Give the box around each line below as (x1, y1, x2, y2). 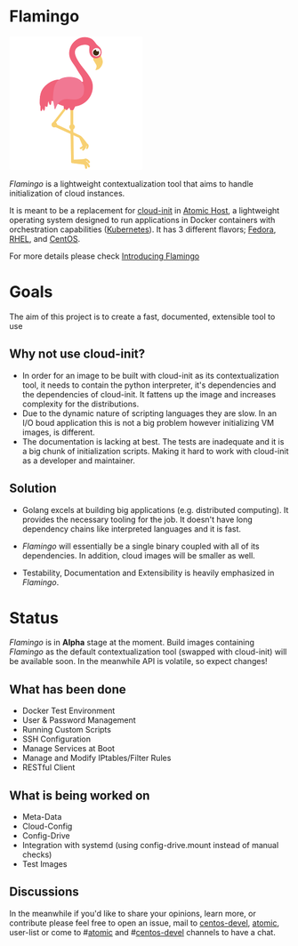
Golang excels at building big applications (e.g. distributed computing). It (21, 504, 289, 515)
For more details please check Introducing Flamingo (9, 251, 200, 261)
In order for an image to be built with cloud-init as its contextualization (21, 370, 279, 381)
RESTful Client (21, 762, 76, 773)
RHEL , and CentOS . (9, 233, 81, 244)
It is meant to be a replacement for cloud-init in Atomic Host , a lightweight (9, 204, 280, 215)
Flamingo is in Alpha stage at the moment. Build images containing (9, 637, 255, 648)
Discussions (9, 885, 79, 900)
